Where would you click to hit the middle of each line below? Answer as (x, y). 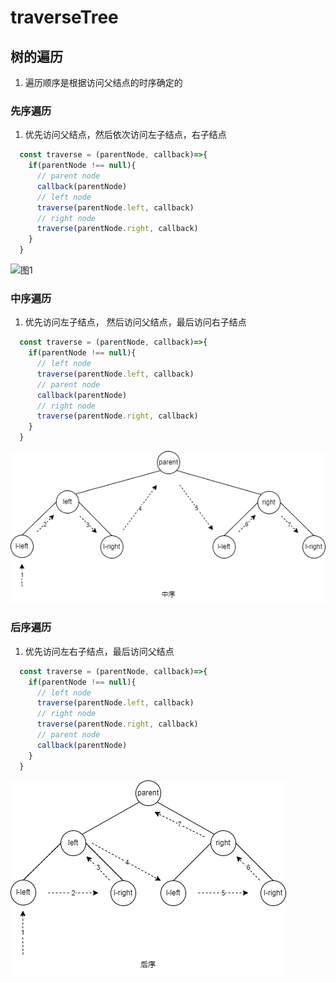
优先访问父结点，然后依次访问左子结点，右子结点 (125, 135)
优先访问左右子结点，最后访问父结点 (99, 651)
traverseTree (64, 17)
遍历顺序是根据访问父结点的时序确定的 (103, 82)
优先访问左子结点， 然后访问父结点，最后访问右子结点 (135, 322)
